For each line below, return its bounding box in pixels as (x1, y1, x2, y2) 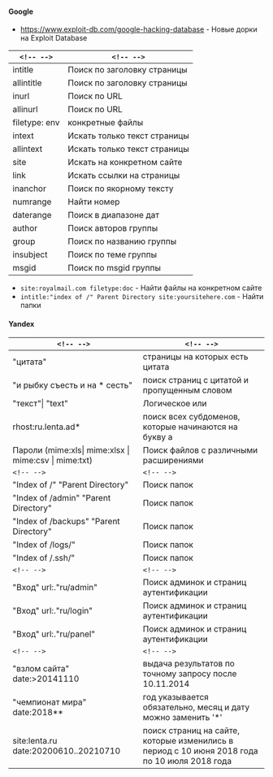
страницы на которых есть (142, 351, 249, 362)
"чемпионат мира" (12, 697, 87, 708)
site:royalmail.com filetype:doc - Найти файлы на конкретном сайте (19, 283, 262, 293)
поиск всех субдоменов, (142, 411, 240, 423)
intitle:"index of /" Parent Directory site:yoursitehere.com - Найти (19, 292, 264, 302)
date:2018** (12, 707, 63, 718)
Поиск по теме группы (67, 249, 157, 260)
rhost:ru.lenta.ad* (12, 421, 81, 432)
